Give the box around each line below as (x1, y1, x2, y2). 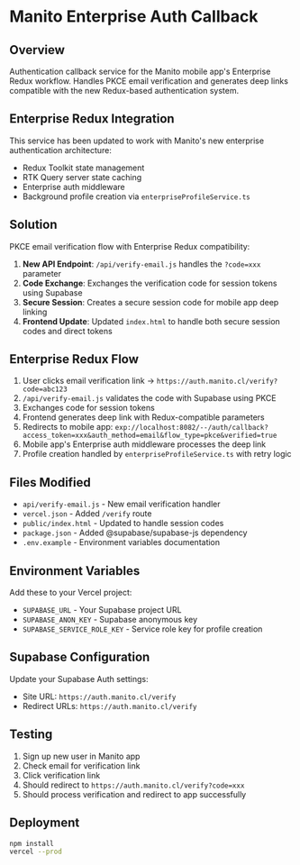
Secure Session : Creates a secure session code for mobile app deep (22, 296, 279, 307)
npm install (9, 839, 54, 848)
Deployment (9, 815, 80, 831)
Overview (9, 42, 66, 58)
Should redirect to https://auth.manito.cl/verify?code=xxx (22, 779, 245, 790)
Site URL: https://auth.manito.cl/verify (22, 691, 177, 702)
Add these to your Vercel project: (9, 587, 132, 598)
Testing (9, 727, 53, 742)
